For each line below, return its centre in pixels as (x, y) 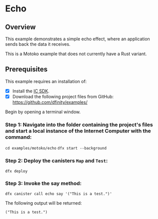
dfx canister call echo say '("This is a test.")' (59, 194)
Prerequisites (26, 69)
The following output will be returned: (43, 203)
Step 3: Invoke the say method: (43, 183)
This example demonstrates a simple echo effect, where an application (78, 39)
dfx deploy (16, 171)
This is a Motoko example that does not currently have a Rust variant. (76, 54)
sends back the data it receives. (38, 44)
